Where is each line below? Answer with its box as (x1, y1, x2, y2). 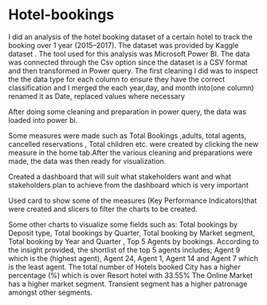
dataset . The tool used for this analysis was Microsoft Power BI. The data (8, 49, 250, 58)
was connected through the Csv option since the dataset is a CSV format (8, 57, 248, 67)
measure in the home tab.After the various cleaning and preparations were (8, 148, 253, 157)
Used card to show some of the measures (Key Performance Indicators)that (8, 196, 257, 205)
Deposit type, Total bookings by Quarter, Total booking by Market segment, (8, 228, 256, 237)
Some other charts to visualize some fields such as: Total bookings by (8, 220, 238, 229)
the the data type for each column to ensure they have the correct (8, 74, 226, 84)
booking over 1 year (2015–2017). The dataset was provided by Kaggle (8, 40, 239, 50)
